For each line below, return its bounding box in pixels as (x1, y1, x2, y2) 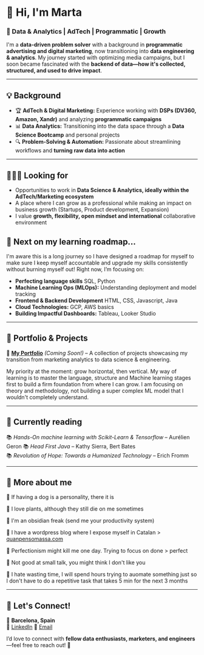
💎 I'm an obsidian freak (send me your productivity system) (6, 517, 155, 525)
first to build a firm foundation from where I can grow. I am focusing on (6, 380, 183, 388)
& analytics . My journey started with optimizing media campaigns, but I (6, 54, 185, 62)
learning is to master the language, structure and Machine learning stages (6, 374, 191, 381)
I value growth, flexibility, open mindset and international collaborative (15, 213, 196, 220)
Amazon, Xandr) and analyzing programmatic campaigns (15, 116, 162, 123)
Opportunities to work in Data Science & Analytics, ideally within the (15, 186, 189, 194)
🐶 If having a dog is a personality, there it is (6, 494, 114, 501)
